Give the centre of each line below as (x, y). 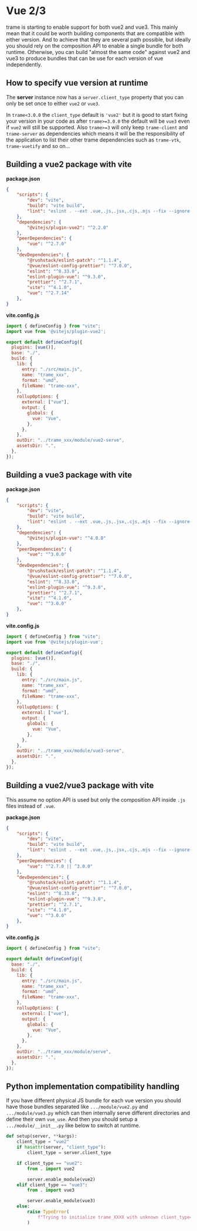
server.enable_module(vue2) (61, 1179)
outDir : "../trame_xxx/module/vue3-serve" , (71, 751)
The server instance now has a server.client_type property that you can (95, 97)
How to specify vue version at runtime (77, 83)
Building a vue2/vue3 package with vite (80, 786)
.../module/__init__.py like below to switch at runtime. (73, 1125)
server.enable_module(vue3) (61, 1201)
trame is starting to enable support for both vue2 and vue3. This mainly (92, 27)
